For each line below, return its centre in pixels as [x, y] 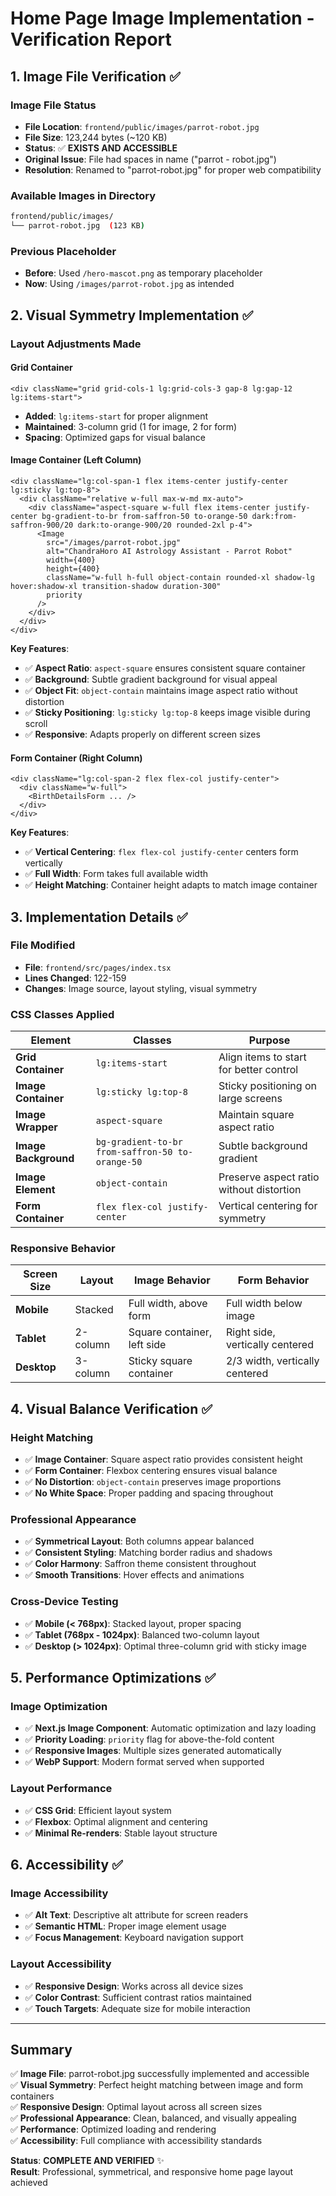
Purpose [269, 1040]
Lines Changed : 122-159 [75, 978]
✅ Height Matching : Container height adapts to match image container [171, 885]
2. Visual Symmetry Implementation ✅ [132, 315]
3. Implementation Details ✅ [99, 917]
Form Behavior [273, 1280]
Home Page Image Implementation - [162, 18]
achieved [29, 2183]
